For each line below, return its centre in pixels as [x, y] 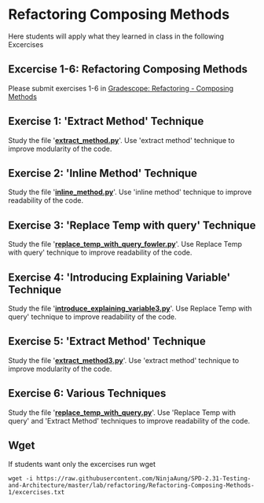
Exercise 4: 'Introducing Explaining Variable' [119, 277]
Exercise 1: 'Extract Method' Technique [106, 121]
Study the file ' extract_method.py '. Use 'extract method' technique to [121, 140]
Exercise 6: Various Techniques [87, 393]
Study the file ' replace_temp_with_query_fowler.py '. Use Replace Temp [125, 244]
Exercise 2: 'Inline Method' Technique [103, 173]
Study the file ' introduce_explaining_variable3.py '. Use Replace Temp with [130, 308]
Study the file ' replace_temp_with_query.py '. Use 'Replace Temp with [122, 412]
